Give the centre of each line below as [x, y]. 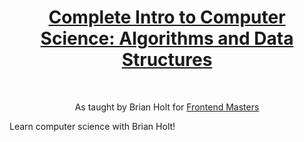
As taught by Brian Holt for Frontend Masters [167, 107]
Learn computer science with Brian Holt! [92, 126]
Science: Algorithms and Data [167, 38]
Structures [167, 60]
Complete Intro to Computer [167, 17]
